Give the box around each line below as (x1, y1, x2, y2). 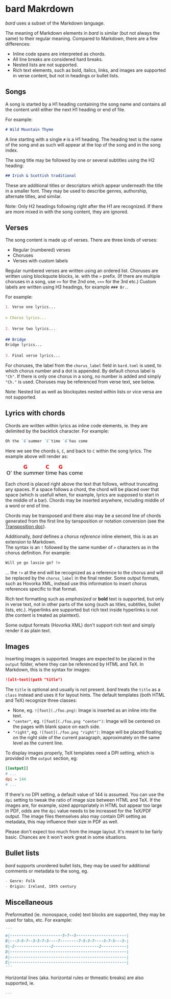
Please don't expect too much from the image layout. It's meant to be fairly (5, 828, 163, 835)
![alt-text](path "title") (5, 677, 63, 682)
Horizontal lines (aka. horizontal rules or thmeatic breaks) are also (5, 974, 144, 981)
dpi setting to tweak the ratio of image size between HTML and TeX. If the (5, 797, 161, 803)
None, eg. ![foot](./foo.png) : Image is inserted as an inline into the (12, 707, 157, 714)
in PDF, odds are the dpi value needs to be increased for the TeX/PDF (5, 807, 152, 814)
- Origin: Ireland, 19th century (5, 884, 77, 889)
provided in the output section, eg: (5, 755, 78, 761)
